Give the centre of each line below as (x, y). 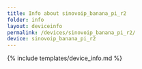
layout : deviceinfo (35, 26)
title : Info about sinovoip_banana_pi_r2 (67, 13)
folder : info (26, 20)
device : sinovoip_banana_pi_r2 (52, 39)
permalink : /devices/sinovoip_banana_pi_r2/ (71, 32)
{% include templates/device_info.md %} (65, 58)
